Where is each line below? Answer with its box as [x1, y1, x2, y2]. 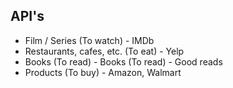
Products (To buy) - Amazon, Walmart [24, 66, 182, 78]
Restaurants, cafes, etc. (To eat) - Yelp [24, 45, 185, 57]
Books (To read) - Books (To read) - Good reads [24, 55, 223, 68]
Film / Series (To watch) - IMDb [24, 34, 155, 46]
